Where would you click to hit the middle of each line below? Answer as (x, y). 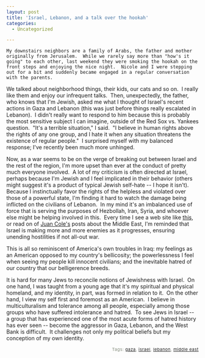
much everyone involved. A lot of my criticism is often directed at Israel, (97, 172)
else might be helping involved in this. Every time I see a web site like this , (100, 218)
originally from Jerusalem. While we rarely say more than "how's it (98, 56)
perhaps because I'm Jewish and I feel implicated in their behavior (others (99, 179)
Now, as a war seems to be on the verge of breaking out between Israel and (102, 159)
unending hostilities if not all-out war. (53, 237)
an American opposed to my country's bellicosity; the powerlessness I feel (100, 255)
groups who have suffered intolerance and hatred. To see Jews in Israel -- (100, 312)
